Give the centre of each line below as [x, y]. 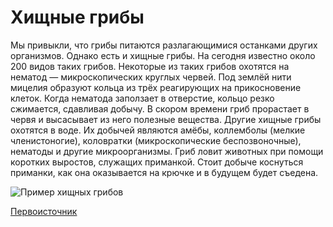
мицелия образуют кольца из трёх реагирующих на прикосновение [156, 87]
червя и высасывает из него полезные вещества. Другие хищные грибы [166, 119]
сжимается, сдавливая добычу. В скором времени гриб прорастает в [160, 108]
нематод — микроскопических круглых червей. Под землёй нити [151, 77]
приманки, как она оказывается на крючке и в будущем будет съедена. [164, 172]
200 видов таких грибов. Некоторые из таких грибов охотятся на [150, 66]
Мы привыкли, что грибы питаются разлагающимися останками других [164, 45]
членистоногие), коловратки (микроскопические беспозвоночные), [156, 140]
